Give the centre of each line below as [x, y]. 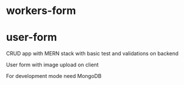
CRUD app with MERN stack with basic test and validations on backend [92, 54]
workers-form [41, 11]
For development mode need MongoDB [54, 76]
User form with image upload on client [52, 65]
